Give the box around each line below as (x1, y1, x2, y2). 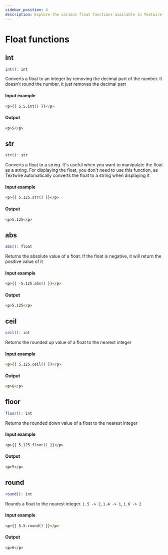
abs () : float (5, 244, 32, 249)
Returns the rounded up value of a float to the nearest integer (5, 339, 131, 345)
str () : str (5, 153, 28, 158)
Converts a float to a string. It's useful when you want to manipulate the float (5, 162, 163, 168)
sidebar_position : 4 (5, 7, 48, 13)
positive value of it (5, 258, 43, 264)
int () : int (5, 67, 28, 72)
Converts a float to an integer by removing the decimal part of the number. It (5, 76, 162, 82)
